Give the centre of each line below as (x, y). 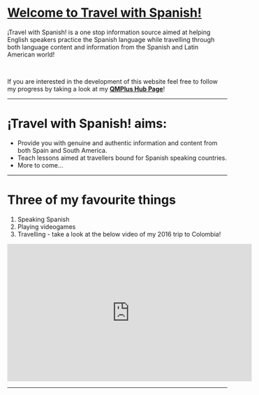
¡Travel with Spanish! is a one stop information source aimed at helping (109, 32)
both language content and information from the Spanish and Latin (103, 47)
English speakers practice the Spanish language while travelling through (111, 39)
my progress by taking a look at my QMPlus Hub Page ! (86, 89)
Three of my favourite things (92, 200)
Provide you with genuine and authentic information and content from (117, 143)
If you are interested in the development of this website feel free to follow (112, 81)
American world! (31, 54)
